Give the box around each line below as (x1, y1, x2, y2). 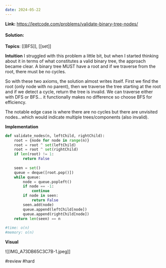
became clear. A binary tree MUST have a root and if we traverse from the (5, 63, 156, 69)
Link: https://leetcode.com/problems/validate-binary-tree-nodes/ (5, 21, 138, 27)
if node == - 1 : (23, 184, 54, 189)
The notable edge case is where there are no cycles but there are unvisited (5, 108, 158, 114)
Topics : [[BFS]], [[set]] (5, 43, 51, 49)
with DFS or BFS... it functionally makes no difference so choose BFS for (5, 94, 152, 100)
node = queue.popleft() (23, 179, 72, 184)
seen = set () (14, 165, 41, 170)
